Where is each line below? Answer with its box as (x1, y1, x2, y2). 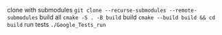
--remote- (169, 7, 197, 14)
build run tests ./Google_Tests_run (7, 21, 106, 28)
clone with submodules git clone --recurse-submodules (7, 6, 166, 14)
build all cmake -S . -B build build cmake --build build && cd (39, 13, 216, 21)
